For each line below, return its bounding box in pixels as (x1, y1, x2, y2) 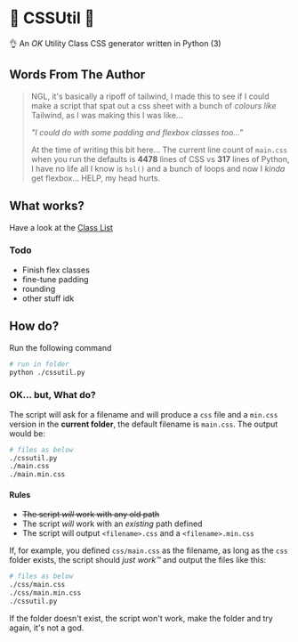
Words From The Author (9, 67, 146, 83)
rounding (21, 283, 56, 294)
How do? (9, 319, 60, 334)
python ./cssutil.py (9, 368, 86, 377)
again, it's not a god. (9, 622, 85, 633)
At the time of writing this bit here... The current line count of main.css (30, 144, 287, 155)
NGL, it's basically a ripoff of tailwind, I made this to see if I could (30, 91, 270, 102)
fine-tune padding (21, 273, 89, 284)
